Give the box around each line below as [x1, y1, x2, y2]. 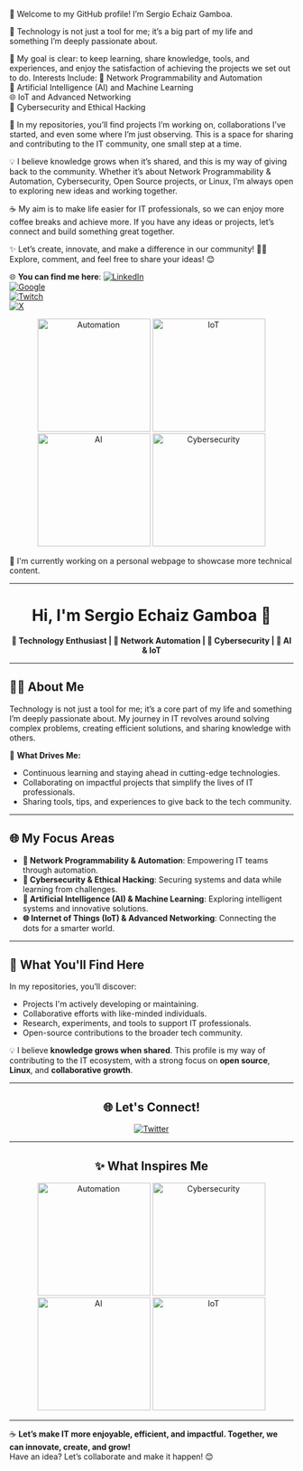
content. [9, 565, 41, 576]
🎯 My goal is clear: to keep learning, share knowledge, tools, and [9, 53, 250, 63]
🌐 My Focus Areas [9, 831, 115, 846]
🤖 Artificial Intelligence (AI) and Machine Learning [9, 82, 194, 92]
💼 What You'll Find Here [9, 957, 145, 972]
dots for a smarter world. [22, 922, 115, 933]
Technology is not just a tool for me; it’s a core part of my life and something [9, 703, 292, 714]
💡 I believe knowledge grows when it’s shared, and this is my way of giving [9, 156, 288, 166]
